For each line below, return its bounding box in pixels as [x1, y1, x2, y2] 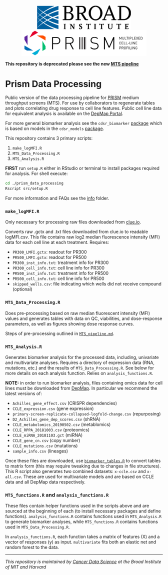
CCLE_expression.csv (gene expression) [12, 405, 94, 411]
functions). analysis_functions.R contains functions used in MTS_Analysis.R [5, 513, 161, 519]
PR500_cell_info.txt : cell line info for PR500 [12, 275, 104, 281]
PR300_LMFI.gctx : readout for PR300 [12, 249, 87, 255]
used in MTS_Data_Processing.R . [5, 524, 70, 530]
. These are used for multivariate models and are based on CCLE [20, 473, 154, 480]
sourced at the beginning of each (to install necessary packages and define [5, 508, 161, 514]
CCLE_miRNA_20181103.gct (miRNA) [12, 432, 83, 438]
